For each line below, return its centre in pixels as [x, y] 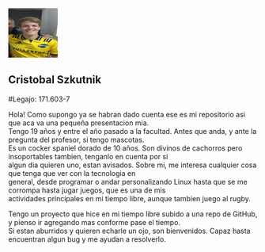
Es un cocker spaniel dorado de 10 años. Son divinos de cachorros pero [125, 148]
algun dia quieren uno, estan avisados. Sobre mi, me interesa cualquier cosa [132, 165]
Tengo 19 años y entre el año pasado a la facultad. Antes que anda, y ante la [132, 131]
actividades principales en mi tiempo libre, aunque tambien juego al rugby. [129, 198]
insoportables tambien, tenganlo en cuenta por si [88, 156]
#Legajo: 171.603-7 [39, 99]
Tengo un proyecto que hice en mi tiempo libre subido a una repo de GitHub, [133, 214]
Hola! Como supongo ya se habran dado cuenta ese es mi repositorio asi [127, 114]
